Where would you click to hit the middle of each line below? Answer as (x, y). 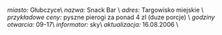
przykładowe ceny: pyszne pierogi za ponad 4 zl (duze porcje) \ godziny (111, 17)
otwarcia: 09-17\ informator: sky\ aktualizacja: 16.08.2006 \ (93, 24)
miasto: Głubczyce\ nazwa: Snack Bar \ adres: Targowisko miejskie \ (105, 10)
